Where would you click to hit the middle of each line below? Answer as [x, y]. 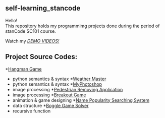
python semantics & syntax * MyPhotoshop [57, 84]
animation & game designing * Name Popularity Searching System [81, 100]
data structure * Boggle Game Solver [50, 105]
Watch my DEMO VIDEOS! [32, 41]
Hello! [11, 20]
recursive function [32, 111]
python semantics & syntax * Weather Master [59, 79]
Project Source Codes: [41, 57]
